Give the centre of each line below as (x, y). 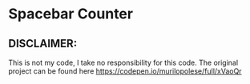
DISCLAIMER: (43, 44)
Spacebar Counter (71, 14)
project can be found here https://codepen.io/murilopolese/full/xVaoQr (125, 71)
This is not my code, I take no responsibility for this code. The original (123, 62)
